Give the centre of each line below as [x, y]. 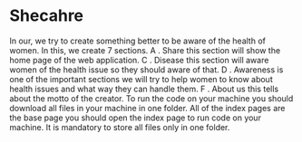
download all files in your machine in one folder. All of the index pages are [147, 108]
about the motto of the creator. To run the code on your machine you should [151, 98]
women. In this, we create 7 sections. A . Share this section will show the [145, 50]
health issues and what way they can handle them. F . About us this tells [144, 89]
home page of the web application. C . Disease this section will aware [139, 60]
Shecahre [47, 16]
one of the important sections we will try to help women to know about [141, 79]
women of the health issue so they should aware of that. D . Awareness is [146, 70]
